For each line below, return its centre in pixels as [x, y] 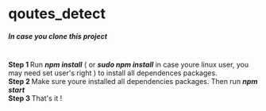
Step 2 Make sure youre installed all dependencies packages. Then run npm [133, 82]
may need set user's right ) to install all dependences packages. [113, 73]
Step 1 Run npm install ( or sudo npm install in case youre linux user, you [129, 65]
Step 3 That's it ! [35, 98]
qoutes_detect [57, 14]
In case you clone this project [58, 36]
